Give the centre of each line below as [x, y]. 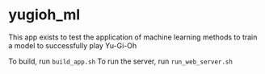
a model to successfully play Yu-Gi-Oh [73, 45]
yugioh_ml [44, 15]
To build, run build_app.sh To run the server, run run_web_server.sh [120, 61]
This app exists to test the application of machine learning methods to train [133, 37]
